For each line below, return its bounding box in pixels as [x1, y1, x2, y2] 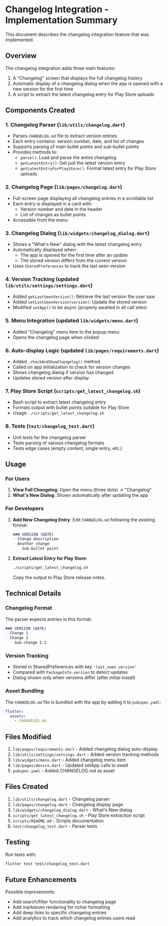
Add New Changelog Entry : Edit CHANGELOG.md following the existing [12, 516, 155, 522]
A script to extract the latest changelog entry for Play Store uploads [12, 91, 154, 97]
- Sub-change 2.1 [10, 640, 47, 645]
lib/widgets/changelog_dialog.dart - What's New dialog [12, 807, 132, 813]
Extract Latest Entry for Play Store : [12, 555, 88, 561]
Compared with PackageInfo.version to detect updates [12, 669, 128, 675]
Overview [5, 52, 37, 60]
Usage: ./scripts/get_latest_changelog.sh [12, 410, 104, 416]
